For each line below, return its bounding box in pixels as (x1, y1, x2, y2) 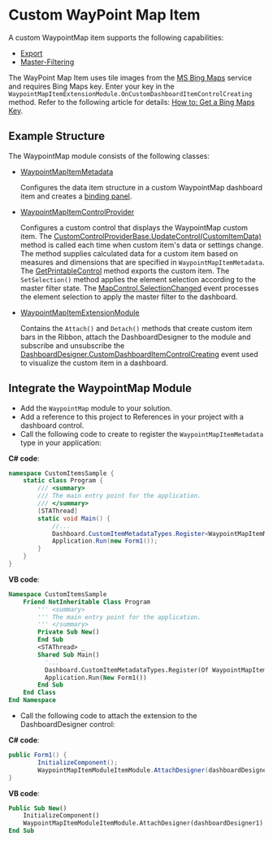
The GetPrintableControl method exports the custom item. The (19, 266, 230, 276)
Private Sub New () (37, 628, 100, 636)
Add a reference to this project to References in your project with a (19, 412, 244, 421)
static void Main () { (37, 514, 111, 522)
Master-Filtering (19, 57, 75, 67)
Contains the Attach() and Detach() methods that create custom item (19, 323, 253, 333)
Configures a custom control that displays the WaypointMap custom (19, 222, 249, 233)
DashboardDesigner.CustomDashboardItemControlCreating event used (19, 349, 258, 359)
